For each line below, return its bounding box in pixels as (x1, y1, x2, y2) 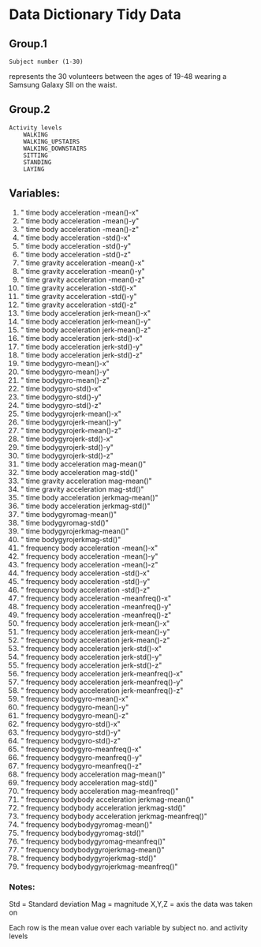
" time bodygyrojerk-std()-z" (20, 451, 114, 460)
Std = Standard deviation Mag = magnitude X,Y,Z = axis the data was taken (9, 899, 253, 908)
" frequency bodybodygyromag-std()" (20, 828, 145, 837)
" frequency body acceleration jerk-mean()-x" (20, 618, 170, 628)
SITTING (23, 152, 48, 159)
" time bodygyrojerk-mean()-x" (20, 409, 121, 418)
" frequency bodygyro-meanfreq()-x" (20, 744, 143, 754)
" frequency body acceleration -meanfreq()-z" (20, 610, 172, 619)
